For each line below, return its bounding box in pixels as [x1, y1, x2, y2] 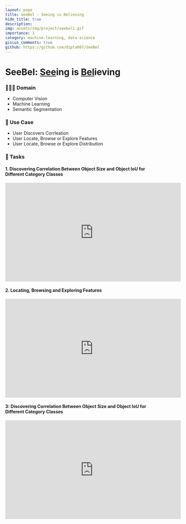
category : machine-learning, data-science [5, 36, 95, 41]
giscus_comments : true [5, 40, 53, 45]
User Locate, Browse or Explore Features [12, 136, 98, 142]
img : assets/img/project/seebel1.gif [5, 26, 84, 31]
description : [5, 21, 33, 27]
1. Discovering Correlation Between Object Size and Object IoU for [5, 166, 145, 172]
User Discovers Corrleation [12, 130, 69, 136]
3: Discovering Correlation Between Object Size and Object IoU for [5, 404, 146, 410]
